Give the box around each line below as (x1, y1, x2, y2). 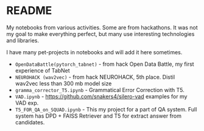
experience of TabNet (15, 66, 70, 74)
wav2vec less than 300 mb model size (15, 80, 112, 87)
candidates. (15, 118, 45, 126)
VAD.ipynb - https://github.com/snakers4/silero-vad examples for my (15, 93, 188, 100)
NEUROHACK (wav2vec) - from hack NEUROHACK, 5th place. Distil (15, 73, 175, 80)
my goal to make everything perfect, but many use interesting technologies (6, 30, 195, 37)
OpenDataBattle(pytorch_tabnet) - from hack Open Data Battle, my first (15, 60, 194, 68)
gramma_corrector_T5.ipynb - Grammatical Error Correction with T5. (15, 86, 185, 93)
